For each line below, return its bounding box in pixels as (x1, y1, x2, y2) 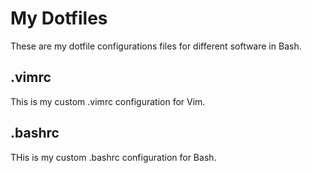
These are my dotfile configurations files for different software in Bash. (10, 40, 302, 52)
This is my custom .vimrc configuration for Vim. (10, 95, 206, 107)
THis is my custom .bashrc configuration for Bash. (10, 151, 217, 163)
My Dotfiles (10, 7, 108, 30)
